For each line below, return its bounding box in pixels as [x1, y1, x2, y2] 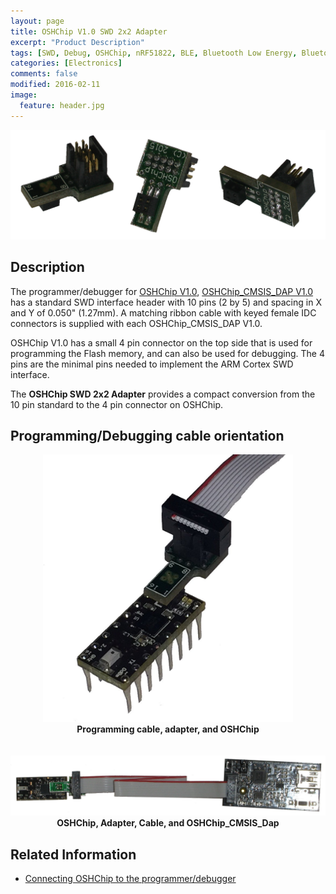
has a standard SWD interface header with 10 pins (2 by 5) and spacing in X [10, 296, 322, 308]
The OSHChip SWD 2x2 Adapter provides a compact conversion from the [10, 388, 316, 400]
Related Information [10, 846, 137, 863]
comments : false [10, 69, 78, 79]
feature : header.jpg [19, 100, 105, 110]
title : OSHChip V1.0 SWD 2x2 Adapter [10, 26, 168, 37]
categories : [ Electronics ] [10, 58, 123, 69]
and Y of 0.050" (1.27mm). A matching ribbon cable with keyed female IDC [10, 306, 317, 319]
